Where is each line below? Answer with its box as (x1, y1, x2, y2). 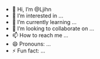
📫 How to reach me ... (12, 32, 68, 39)
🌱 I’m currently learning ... (12, 19, 77, 25)
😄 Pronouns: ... (12, 40, 52, 48)
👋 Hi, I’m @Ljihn (12, 6, 52, 13)
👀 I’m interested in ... (12, 12, 64, 19)
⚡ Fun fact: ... (12, 47, 45, 54)
